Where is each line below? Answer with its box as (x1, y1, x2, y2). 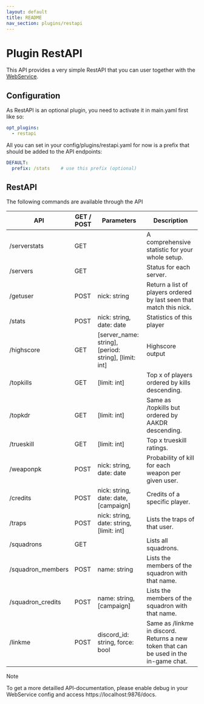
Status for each (146, 263, 190, 272)
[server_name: (97, 330, 139, 339)
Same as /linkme (146, 619, 194, 627)
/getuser (9, 292, 34, 301)
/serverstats (9, 242, 44, 250)
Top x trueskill (146, 436, 187, 445)
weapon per (146, 469, 181, 477)
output (146, 350, 166, 358)
